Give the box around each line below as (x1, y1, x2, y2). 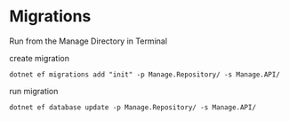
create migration (9, 52, 69, 63)
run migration (9, 85, 59, 96)
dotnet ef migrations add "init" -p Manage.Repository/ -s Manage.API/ (9, 69, 280, 79)
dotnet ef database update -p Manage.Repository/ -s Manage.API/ (9, 102, 256, 112)
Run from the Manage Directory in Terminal (9, 36, 167, 46)
